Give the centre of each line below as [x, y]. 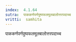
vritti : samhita [24, 19]
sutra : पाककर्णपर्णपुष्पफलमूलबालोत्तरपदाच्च [38, 15]
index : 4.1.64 [21, 10]
